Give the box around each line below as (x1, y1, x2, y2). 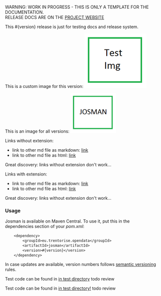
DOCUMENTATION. (5, 9, 44, 15)
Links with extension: (5, 171, 48, 177)
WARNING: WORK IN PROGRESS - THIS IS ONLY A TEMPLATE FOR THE (5, 4, 149, 10)
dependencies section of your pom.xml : (5, 224, 85, 229)
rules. (5, 267, 16, 273)
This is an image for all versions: (5, 128, 69, 134)
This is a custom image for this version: (5, 84, 83, 89)
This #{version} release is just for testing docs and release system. (5, 24, 139, 30)
